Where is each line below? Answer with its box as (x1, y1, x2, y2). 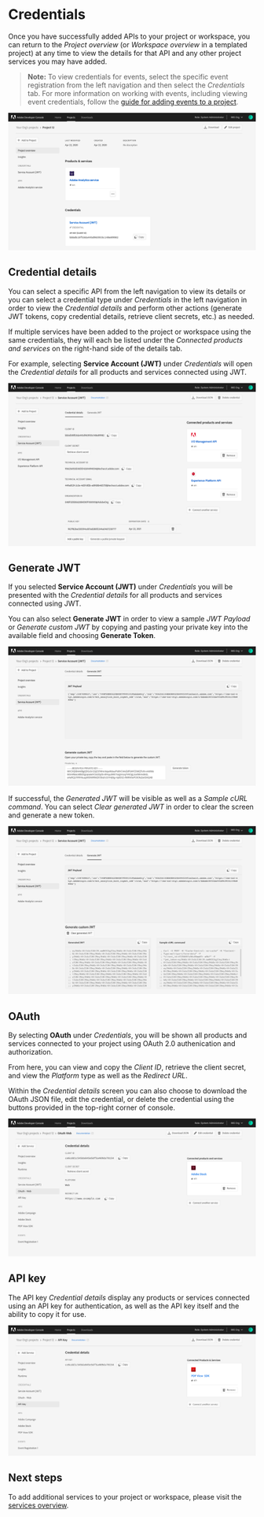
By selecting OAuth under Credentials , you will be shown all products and (8, 1030, 247, 1040)
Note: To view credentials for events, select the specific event (27, 72, 229, 81)
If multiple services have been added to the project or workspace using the (8, 327, 251, 336)
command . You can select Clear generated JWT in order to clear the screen (8, 802, 254, 812)
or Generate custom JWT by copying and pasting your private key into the (8, 622, 248, 632)
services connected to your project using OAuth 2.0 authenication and (8, 1039, 236, 1048)
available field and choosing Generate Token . (8, 631, 156, 640)
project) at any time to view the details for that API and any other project (8, 48, 242, 57)
